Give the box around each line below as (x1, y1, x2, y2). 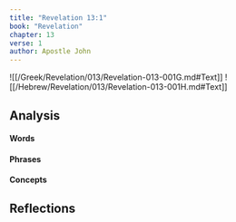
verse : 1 (9, 38, 43, 48)
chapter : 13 (9, 30, 54, 39)
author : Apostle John (9, 47, 92, 56)
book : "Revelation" (9, 22, 84, 31)
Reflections (9, 200, 76, 216)
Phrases (9, 153, 42, 164)
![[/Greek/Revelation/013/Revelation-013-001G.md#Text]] (9, 72, 223, 82)
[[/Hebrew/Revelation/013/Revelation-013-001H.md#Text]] (9, 82, 228, 92)
